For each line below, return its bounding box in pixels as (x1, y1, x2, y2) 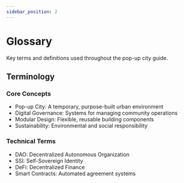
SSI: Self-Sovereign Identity (14, 157, 83, 164)
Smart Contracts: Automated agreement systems (14, 170, 136, 177)
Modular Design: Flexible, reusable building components (14, 116, 154, 123)
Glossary (6, 34, 53, 48)
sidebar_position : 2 (6, 8, 58, 15)
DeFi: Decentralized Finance (14, 163, 85, 170)
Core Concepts (6, 89, 52, 97)
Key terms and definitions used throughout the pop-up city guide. (6, 54, 168, 62)
